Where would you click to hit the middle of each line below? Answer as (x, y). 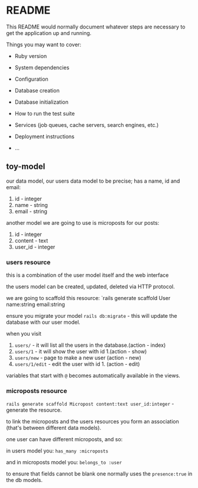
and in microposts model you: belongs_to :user (64, 463)
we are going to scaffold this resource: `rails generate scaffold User (88, 298)
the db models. (25, 480)
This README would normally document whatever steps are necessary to (96, 27)
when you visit (24, 334)
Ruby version (31, 56)
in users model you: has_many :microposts (57, 451)
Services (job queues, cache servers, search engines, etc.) (87, 125)
